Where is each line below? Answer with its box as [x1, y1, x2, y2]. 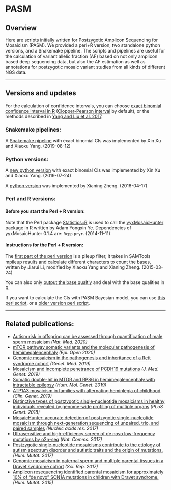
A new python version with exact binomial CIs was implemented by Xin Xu [5, 167, 161, 173]
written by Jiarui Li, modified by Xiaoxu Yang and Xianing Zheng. [5, 264, 141, 270]
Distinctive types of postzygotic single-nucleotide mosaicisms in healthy [12, 398, 165, 404]
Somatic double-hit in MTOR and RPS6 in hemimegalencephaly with [12, 376, 155, 382]
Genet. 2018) [12, 409, 40, 415]
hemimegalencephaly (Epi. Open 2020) [12, 349, 95, 355]
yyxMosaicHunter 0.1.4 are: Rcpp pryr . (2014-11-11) [5, 230, 111, 236]
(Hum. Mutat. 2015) [12, 479, 53, 485]
